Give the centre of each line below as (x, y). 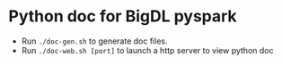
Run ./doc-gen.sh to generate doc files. (94, 41)
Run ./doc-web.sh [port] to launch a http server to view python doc (147, 50)
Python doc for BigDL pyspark (123, 16)
